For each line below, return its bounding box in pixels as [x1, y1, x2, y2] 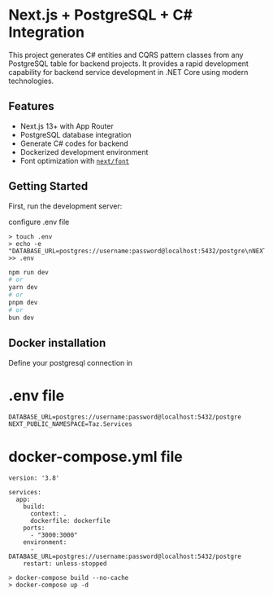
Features [8, 99, 54, 113]
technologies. [8, 76, 54, 86]
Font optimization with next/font [19, 156, 130, 165]
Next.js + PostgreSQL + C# [8, 6, 193, 24]
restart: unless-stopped [23, 560, 107, 568]
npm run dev [8, 268, 49, 276]
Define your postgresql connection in [8, 358, 132, 367]
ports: [23, 524, 45, 533]
